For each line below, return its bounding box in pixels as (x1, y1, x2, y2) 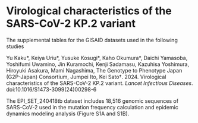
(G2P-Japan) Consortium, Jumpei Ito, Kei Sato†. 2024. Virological (6, 73, 166, 80)
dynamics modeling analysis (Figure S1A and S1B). (6, 110, 130, 117)
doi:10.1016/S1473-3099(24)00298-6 (6, 86, 97, 93)
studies (6, 43, 24, 50)
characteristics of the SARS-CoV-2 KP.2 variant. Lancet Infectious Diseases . (6, 79, 193, 87)
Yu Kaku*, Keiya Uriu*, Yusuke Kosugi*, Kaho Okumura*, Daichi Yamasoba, (6, 54, 188, 61)
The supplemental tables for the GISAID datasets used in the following (6, 36, 178, 43)
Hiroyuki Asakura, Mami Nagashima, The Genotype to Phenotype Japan (6, 67, 183, 74)
